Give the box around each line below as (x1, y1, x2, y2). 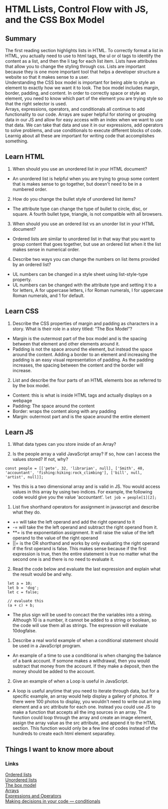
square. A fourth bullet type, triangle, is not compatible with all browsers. (12, 211, 163, 217)
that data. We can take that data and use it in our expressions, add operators (5, 122, 163, 128)
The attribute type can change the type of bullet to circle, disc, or (12, 206, 148, 212)
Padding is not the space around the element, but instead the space (12, 346, 153, 352)
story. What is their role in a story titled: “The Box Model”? (12, 326, 132, 332)
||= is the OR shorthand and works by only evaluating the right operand (12, 540, 159, 546)
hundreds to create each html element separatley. (12, 731, 115, 737)
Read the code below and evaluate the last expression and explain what (12, 566, 161, 572)
